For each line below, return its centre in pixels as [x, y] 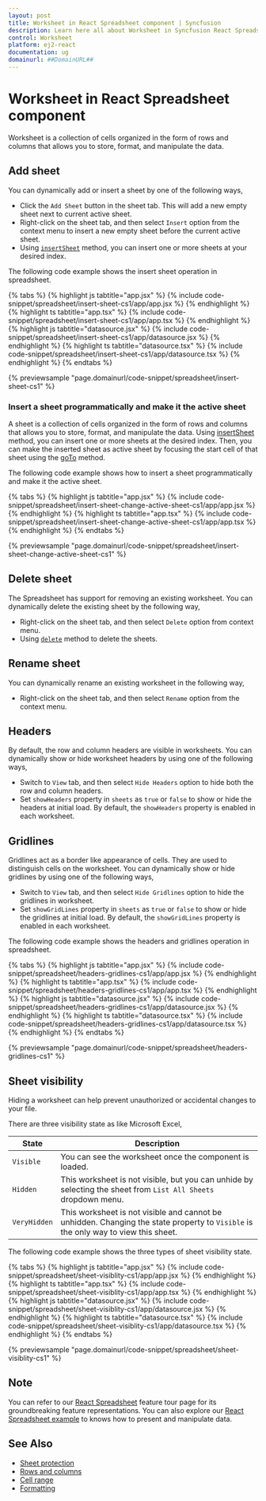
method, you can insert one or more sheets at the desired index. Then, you [130, 440]
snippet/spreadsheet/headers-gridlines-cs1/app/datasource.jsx [112, 1008]
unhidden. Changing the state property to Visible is [157, 1222]
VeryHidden [32, 1222]
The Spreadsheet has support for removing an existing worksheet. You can [131, 598]
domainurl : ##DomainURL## [51, 60]
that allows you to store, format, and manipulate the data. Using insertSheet [131, 432]
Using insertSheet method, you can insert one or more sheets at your [133, 247]
